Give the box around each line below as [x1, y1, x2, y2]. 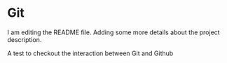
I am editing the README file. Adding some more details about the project [7, 28, 220, 36]
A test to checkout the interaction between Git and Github [7, 49, 174, 57]
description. [7, 35, 42, 43]
